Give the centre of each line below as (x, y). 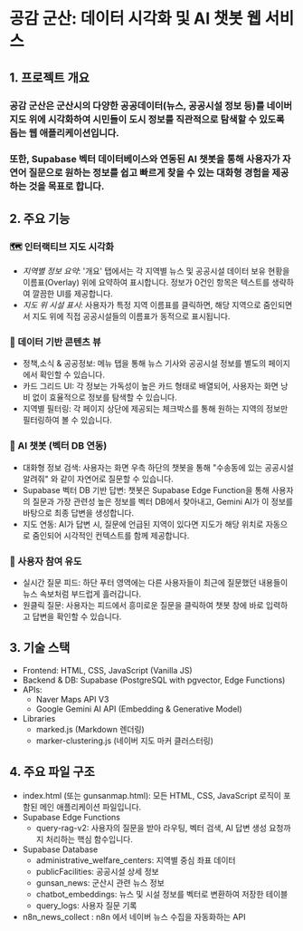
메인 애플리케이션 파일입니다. (90, 807)
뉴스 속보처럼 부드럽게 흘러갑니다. (82, 594)
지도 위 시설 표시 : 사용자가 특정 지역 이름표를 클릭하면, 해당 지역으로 (142, 305)
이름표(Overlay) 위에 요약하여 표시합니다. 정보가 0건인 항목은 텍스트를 (146, 283)
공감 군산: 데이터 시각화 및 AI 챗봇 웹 (136, 19)
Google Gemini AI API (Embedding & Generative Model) (139, 709)
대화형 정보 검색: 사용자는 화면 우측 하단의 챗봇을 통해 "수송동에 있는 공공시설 (158, 467)
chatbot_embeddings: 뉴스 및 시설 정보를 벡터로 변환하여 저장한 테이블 (162, 894)
